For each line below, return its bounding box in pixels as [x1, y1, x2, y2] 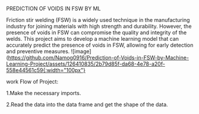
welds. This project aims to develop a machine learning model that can [6, 35, 179, 42]
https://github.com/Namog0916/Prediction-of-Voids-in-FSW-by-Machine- [8, 54, 189, 61]
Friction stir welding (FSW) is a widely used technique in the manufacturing [6, 17, 190, 23]
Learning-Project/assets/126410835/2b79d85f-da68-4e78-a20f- [6, 60, 165, 67]
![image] [71, 48, 91, 55]
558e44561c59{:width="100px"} [6, 67, 86, 73]
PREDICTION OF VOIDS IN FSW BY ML [6, 5, 101, 12]
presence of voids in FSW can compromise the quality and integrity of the [6, 29, 187, 36]
